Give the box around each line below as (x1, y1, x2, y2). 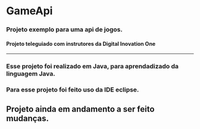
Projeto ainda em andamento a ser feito (6, 104, 155, 114)
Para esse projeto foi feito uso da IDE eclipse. (6, 86, 139, 94)
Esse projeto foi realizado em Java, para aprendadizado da (6, 62, 179, 71)
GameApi (6, 4, 53, 18)
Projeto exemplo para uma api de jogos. (6, 26, 123, 34)
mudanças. (6, 113, 49, 123)
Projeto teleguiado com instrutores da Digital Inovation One (6, 40, 156, 47)
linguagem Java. (6, 70, 55, 78)
